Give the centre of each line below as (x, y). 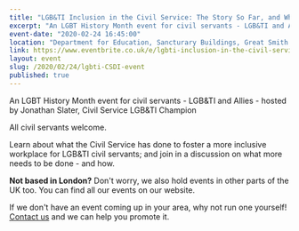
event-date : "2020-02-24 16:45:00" (75, 34)
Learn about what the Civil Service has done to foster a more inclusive (138, 144)
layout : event (36, 59)
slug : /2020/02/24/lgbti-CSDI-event (77, 68)
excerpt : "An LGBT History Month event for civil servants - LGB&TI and (147, 26)
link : (19, 51)
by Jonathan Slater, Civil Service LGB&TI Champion (103, 110)
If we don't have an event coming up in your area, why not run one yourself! (148, 207)
